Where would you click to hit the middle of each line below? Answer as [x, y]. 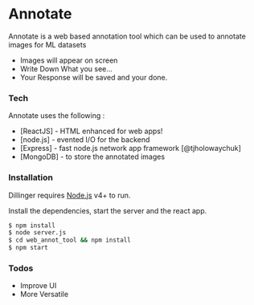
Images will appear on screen [69, 60]
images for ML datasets [47, 44]
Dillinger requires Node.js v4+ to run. [70, 195]
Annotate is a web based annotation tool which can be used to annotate [127, 36]
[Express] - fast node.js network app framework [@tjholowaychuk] [130, 148]
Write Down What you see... [66, 68]
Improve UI [38, 286]
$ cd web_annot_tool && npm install [70, 240]
